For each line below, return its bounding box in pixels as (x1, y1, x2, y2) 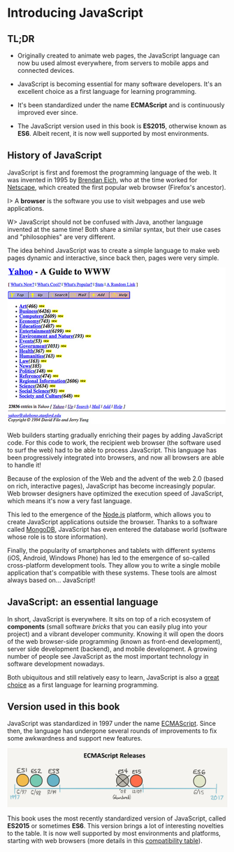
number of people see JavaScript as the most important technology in (7, 652, 209, 660)
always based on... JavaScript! (7, 576, 96, 584)
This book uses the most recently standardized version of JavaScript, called (7, 814, 226, 823)
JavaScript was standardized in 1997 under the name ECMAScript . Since (7, 720, 217, 728)
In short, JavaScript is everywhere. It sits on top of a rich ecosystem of (7, 614, 211, 623)
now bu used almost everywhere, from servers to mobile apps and (17, 59, 209, 67)
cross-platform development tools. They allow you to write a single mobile (7, 561, 221, 569)
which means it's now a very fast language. (7, 496, 133, 505)
